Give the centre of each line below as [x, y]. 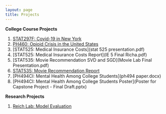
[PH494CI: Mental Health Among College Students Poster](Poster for [84, 81]
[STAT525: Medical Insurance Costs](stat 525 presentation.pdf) [78, 49]
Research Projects [25, 96]
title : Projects [22, 15]
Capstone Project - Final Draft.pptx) [50, 86]
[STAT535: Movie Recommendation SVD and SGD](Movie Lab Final [82, 60]
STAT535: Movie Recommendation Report [56, 70]
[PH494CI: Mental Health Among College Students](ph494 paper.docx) [87, 76]
